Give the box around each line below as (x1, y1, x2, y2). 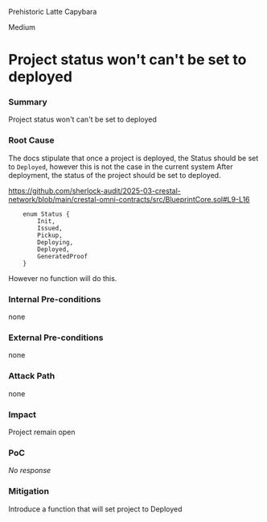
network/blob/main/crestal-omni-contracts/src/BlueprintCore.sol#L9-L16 (8, 194, 251, 204)
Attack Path (8, 371, 55, 382)
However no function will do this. (8, 273, 117, 283)
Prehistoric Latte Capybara (8, 7, 97, 16)
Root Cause (8, 135, 55, 146)
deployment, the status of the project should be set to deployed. (8, 170, 221, 180)
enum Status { (23, 209, 70, 218)
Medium (8, 23, 36, 31)
